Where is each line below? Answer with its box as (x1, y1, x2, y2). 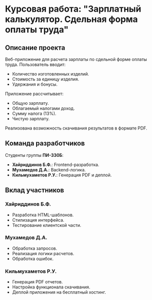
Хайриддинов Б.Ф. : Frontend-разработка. (12, 162, 99, 168)
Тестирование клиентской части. (12, 222, 81, 228)
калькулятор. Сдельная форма (5, 14, 138, 25)
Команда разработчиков (5, 139, 85, 148)
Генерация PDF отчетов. (12, 279, 63, 285)
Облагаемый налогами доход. (12, 106, 75, 111)
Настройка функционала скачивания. (12, 284, 91, 290)
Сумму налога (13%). (12, 111, 57, 116)
